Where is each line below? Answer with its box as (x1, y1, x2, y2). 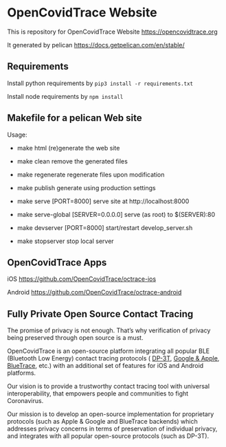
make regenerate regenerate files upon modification (16, 170, 165, 179)
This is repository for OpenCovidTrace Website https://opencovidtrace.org (7, 27, 218, 36)
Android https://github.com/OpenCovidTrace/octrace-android (7, 288, 182, 297)
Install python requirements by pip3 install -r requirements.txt (7, 79, 194, 87)
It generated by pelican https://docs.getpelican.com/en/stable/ (7, 41, 185, 49)
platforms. (7, 369, 36, 377)
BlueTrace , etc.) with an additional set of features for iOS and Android (7, 362, 204, 370)
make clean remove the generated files (16, 157, 128, 165)
